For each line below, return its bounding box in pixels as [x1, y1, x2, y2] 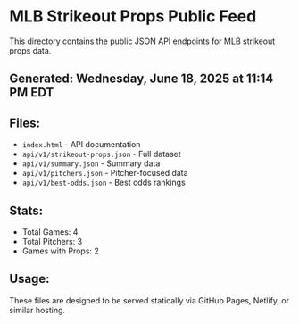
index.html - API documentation [21, 139, 141, 150]
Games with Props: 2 [21, 245, 100, 256]
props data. [9, 45, 52, 55]
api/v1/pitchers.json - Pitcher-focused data [21, 168, 189, 179]
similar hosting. [9, 304, 65, 315]
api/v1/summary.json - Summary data [21, 158, 161, 169]
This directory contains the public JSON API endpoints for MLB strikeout [9, 36, 276, 46]
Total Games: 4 [21, 226, 79, 237]
